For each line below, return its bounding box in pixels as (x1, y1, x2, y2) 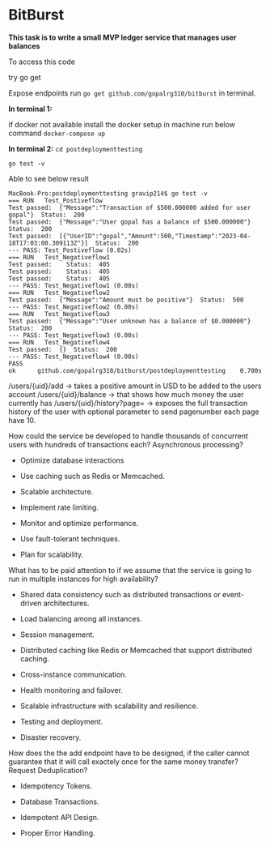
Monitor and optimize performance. (19, 518, 139, 528)
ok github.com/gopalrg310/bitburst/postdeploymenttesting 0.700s (8, 366, 263, 374)
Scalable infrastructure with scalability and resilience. (19, 701, 199, 711)
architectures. (43, 598, 90, 608)
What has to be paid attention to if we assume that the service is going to (8, 565, 252, 575)
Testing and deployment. (19, 716, 103, 726)
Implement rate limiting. (19, 502, 99, 512)
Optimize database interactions (19, 455, 124, 465)
